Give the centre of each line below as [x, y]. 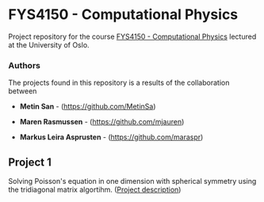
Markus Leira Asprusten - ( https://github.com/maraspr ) [111, 137]
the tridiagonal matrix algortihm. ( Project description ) [95, 190]
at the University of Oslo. [49, 44]
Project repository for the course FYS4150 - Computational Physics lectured [132, 36]
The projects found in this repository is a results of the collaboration [119, 83]
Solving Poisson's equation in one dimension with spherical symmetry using [132, 181]
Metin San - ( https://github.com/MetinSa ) [88, 107]
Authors [25, 65]
